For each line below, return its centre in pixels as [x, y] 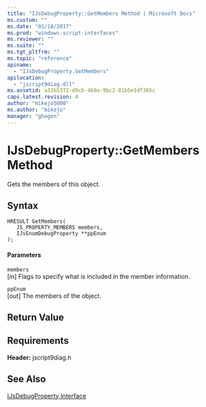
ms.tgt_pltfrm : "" [33, 52]
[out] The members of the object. [54, 296]
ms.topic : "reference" [40, 59]
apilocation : [26, 78]
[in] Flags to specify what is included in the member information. [99, 276]
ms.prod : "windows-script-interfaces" [63, 33]
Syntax [23, 205]
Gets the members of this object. [54, 184]
